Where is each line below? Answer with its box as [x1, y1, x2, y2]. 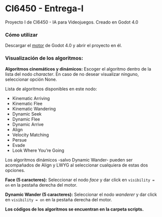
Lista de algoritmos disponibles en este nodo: [5, 86, 97, 92]
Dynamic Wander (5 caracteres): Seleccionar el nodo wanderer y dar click [5, 192, 157, 197]
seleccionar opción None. [5, 76, 57, 82]
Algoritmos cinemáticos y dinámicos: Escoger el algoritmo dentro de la [5, 66, 151, 72]
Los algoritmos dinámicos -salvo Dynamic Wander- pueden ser [5, 157, 133, 163]
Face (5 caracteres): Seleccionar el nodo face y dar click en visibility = [5, 177, 155, 183]
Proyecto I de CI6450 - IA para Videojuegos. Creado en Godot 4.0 [5, 19, 138, 25]
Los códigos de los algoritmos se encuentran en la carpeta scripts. [5, 206, 144, 212]
